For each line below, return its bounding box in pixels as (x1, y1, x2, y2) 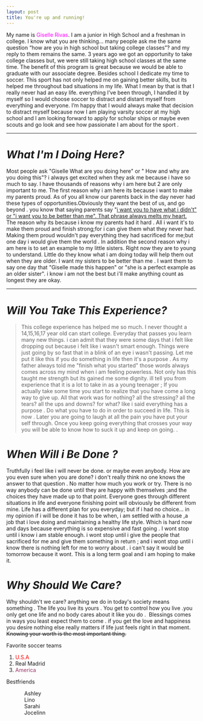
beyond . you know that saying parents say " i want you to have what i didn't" (6, 206, 198, 213)
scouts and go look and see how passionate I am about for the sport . (6, 121, 179, 128)
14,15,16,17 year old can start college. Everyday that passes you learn (21, 330, 192, 337)
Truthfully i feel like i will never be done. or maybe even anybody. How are (6, 467, 190, 475)
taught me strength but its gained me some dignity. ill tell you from (21, 375, 186, 382)
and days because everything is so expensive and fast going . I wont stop (6, 525, 189, 532)
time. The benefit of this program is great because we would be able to (6, 63, 183, 70)
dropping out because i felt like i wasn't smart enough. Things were (21, 342, 189, 350)
